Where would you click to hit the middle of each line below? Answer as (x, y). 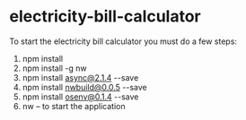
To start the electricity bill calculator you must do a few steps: (123, 41)
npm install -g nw (54, 68)
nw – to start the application (74, 106)
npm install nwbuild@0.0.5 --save (84, 87)
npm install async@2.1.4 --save (80, 77)
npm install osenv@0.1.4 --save (80, 97)
